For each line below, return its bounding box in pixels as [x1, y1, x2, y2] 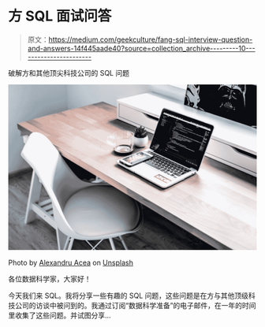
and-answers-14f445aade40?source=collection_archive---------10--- [27, 43, 256, 53]
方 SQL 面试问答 [8, 7, 112, 25]
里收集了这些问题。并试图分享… [8, 310, 112, 320]
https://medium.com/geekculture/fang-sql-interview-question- [48, 35, 253, 44]
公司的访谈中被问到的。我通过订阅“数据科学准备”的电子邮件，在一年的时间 [14, 300, 256, 310]
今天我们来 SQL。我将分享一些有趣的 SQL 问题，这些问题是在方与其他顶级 [8, 291, 249, 300]
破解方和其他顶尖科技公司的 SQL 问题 [8, 68, 130, 77]
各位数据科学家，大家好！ [8, 273, 91, 284]
